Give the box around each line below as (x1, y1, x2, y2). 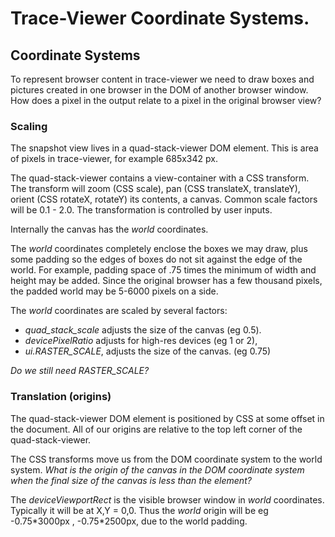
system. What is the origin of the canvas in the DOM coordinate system (10, 463, 305, 476)
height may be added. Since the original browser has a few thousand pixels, (10, 275, 323, 287)
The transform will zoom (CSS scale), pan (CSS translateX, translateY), (10, 183, 301, 195)
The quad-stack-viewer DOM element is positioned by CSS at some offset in (10, 412, 325, 424)
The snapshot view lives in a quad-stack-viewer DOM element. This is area (10, 142, 319, 154)
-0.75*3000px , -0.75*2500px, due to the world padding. (10, 515, 248, 527)
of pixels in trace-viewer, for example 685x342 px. (10, 153, 218, 165)
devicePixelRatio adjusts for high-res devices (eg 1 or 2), (24, 335, 258, 347)
